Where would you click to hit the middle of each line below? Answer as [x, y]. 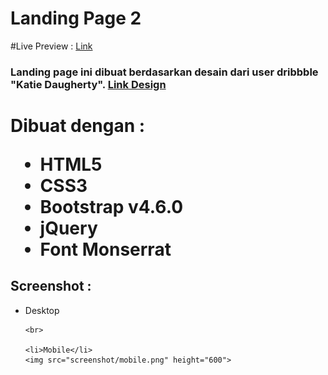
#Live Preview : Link [51, 46]
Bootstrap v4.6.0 [111, 207]
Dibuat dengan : [78, 126]
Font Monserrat [105, 249]
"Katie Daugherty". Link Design [88, 84]
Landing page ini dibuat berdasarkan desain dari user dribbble [164, 72]
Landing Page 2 [76, 18]
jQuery [68, 228]
